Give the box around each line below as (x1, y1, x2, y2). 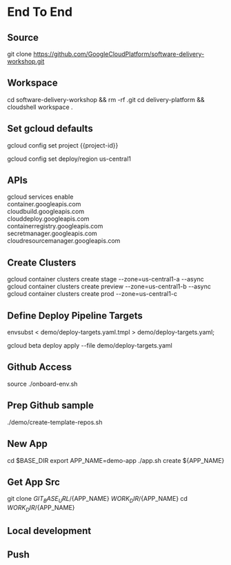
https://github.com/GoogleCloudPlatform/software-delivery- (33, 50, 205, 58)
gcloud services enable (7, 192, 74, 201)
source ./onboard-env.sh (7, 379, 78, 388)
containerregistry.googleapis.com (7, 222, 103, 230)
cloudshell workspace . (7, 103, 74, 111)
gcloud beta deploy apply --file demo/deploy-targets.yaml (7, 341, 172, 350)
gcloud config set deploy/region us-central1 (7, 155, 132, 163)
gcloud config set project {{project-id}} (7, 141, 119, 149)
